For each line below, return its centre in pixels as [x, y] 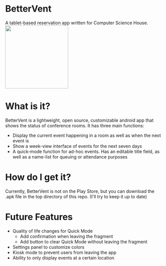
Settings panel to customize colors [48, 247]
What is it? [28, 106]
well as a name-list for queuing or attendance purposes [70, 156]
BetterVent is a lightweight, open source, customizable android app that [79, 120]
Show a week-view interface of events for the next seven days [77, 146]
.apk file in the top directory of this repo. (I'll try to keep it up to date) [76, 196]
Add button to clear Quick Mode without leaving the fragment [84, 242]
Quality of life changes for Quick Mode [53, 231]
